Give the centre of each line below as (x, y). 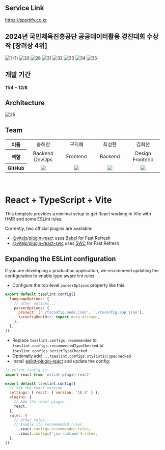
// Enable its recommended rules (48, 424)
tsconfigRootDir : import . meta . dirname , (59, 317)
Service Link (25, 8)
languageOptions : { (29, 299)
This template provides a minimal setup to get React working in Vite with (78, 214)
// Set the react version (36, 388)
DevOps (43, 159)
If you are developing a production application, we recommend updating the (82, 270)
